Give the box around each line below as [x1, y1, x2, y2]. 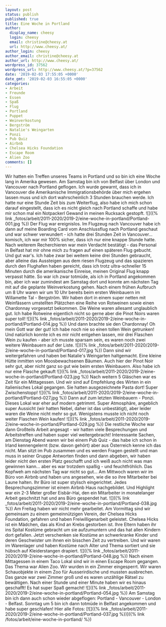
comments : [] [5, 159, 32, 164]
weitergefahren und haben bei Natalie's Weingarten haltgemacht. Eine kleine [5, 352, 162, 358]
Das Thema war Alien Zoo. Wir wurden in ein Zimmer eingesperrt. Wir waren [5, 563, 161, 569]
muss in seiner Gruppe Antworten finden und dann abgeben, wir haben [5, 453, 151, 459]
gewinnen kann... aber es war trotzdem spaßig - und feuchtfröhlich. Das [5, 463, 153, 469]
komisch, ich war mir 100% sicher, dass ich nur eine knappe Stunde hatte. [5, 236, 156, 242]
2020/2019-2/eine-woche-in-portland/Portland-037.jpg [5, 611, 118, 617]
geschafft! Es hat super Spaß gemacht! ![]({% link [5, 584, 107, 591]
